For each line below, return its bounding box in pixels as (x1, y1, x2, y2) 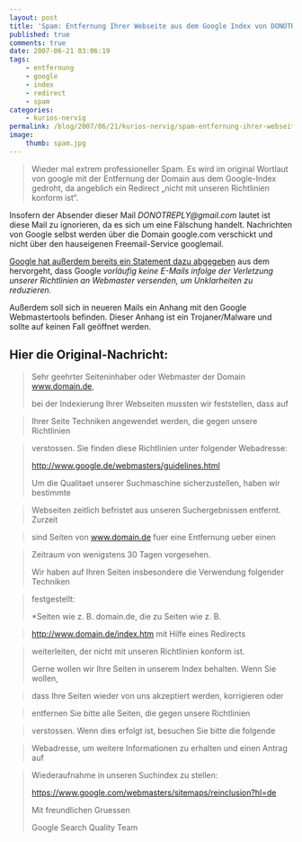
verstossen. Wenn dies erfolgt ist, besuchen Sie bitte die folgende (31, 725, 276, 736)
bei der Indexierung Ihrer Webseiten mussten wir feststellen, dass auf (31, 398, 289, 409)
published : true (9, 30, 70, 39)
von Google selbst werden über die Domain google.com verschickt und (9, 229, 273, 240)
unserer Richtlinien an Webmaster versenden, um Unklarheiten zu (9, 275, 253, 285)
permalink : (9, 122, 50, 131)
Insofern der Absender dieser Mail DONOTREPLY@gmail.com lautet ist (9, 209, 271, 221)
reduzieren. (9, 285, 52, 295)
